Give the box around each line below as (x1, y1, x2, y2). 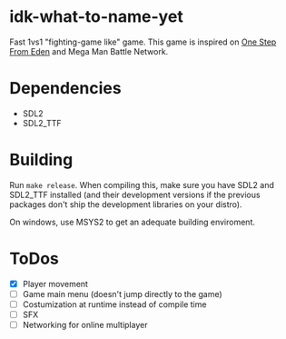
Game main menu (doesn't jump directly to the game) (22, 288, 222, 299)
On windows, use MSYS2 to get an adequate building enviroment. (9, 216, 256, 227)
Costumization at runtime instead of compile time (22, 298, 207, 310)
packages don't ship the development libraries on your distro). (9, 198, 242, 210)
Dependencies (9, 78, 122, 99)
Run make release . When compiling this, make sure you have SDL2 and (9, 179, 275, 190)
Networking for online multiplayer (22, 320, 148, 330)
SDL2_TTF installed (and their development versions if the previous (9, 189, 261, 200)
